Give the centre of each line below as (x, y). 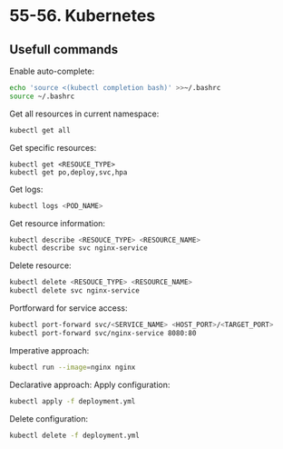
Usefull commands (64, 50)
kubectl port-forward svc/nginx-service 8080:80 (103, 333)
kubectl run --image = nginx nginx (73, 367)
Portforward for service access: (69, 308)
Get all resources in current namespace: (84, 114)
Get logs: (26, 189)
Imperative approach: (49, 350)
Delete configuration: (49, 418)
